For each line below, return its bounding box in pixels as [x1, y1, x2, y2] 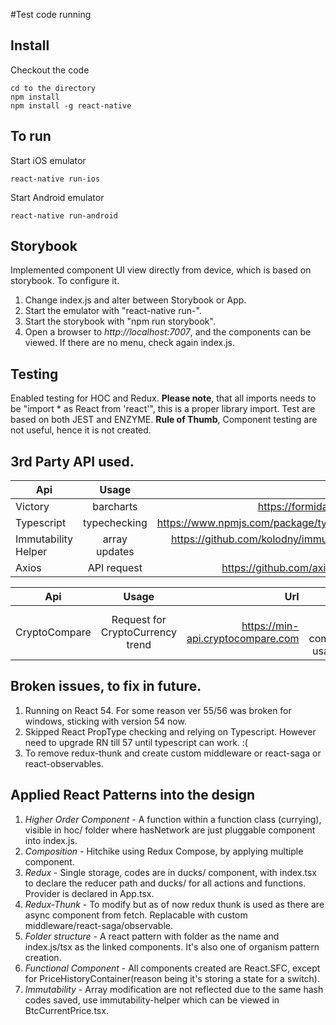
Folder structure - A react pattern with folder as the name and [24, 930, 280, 942]
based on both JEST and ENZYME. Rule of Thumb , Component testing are [10, 414, 318, 426]
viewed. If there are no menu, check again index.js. [24, 337, 235, 349]
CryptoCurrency [100, 625, 177, 639]
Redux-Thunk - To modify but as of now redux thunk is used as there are [24, 898, 325, 910]
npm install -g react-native [10, 100, 132, 111]
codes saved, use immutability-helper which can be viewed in [24, 994, 280, 1006]
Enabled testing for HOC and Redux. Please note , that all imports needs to [10, 392, 317, 404]
